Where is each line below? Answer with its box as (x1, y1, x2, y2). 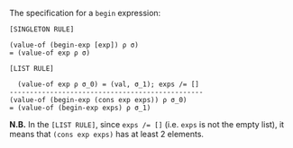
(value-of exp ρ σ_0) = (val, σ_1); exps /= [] (17, 80, 200, 89)
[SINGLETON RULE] (9, 25, 75, 34)
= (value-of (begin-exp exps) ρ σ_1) (9, 103, 151, 112)
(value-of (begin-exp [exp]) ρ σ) (9, 40, 140, 49)
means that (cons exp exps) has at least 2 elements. (9, 129, 205, 139)
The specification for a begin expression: (9, 8, 161, 18)
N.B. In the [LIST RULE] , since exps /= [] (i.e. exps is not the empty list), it (9, 119, 285, 129)
